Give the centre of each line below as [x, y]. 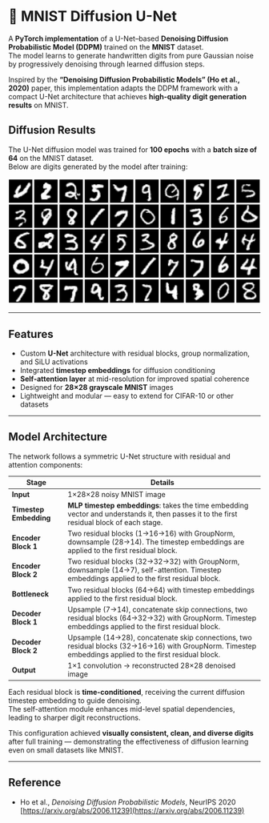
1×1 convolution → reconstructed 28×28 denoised [152, 666]
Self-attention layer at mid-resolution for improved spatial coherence [134, 379]
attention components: [46, 464]
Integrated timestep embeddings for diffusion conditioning [118, 371]
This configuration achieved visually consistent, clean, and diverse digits [131, 733]
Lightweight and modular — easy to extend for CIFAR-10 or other [126, 396]
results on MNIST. [39, 105]
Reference [35, 783]
